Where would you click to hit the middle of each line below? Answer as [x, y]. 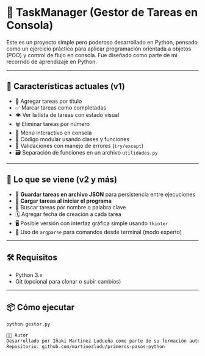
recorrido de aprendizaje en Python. [52, 61]
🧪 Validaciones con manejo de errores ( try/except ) [79, 145]
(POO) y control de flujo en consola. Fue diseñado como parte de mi [92, 55]
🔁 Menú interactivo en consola [53, 133]
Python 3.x [29, 275]
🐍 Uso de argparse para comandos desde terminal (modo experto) [98, 232]
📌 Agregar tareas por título [49, 101]
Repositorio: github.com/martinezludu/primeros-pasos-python [86, 346]
